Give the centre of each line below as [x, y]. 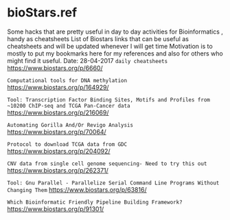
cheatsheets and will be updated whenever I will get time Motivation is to [110, 46]
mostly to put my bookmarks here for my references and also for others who [115, 53]
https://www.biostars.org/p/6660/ [55, 68]
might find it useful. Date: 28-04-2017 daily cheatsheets [88, 60]
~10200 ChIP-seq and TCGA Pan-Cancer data [69, 106]
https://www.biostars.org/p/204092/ [59, 151]
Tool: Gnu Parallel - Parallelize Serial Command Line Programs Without [113, 183]
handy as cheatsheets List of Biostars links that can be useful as [98, 38]
